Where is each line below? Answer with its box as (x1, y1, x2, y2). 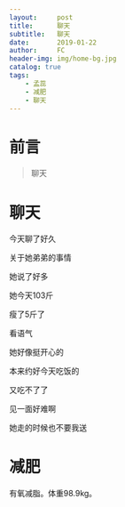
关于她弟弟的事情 (9, 253, 72, 263)
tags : (9, 71, 29, 80)
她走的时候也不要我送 (9, 422, 87, 433)
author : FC (9, 46, 66, 55)
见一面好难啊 (9, 404, 56, 414)
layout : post (9, 12, 74, 22)
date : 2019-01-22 (9, 37, 98, 47)
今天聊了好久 (9, 233, 56, 245)
